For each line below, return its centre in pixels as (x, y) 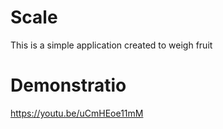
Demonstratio (68, 85)
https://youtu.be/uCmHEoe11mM (77, 113)
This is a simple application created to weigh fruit (111, 45)
